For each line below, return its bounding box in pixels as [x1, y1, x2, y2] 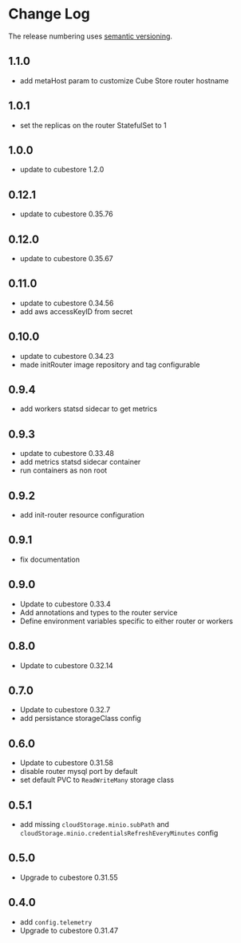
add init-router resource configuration [19, 510, 145, 520]
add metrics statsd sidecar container [19, 457, 141, 467]
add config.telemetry [19, 917, 93, 926]
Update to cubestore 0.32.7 [19, 705, 110, 715]
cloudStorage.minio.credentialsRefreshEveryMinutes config [19, 828, 219, 837]
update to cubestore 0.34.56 [19, 298, 114, 308]
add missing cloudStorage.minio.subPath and [19, 819, 170, 829]
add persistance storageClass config [19, 714, 141, 723]
